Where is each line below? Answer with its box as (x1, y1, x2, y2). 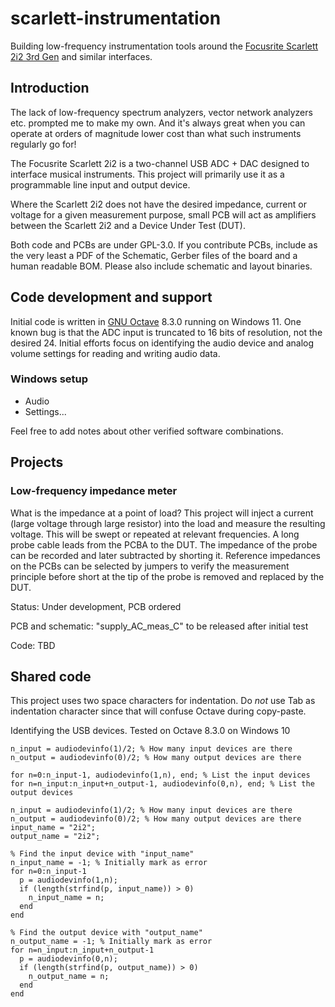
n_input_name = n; (28, 893, 105, 903)
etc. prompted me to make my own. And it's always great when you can (10, 117, 306, 129)
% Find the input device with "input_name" (10, 849, 195, 859)
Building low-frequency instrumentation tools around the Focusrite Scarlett (10, 40, 319, 52)
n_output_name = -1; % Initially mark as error (10, 937, 213, 947)
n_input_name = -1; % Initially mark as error (10, 858, 208, 868)
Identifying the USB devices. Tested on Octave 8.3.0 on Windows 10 (10, 725, 291, 737)
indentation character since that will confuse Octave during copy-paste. (10, 705, 307, 717)
